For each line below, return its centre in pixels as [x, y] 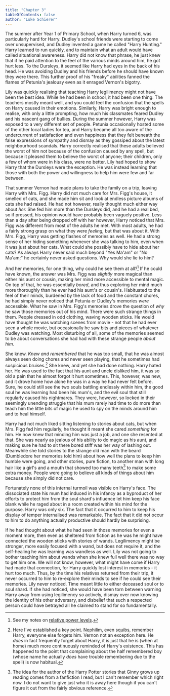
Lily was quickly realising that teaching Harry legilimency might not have [80, 92]
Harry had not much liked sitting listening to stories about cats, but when [81, 423]
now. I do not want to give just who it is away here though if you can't [85, 683]
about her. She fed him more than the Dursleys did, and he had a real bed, [82, 209]
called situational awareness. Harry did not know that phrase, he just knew [83, 55]
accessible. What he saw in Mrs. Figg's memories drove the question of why [85, 306]
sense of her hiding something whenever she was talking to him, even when [84, 242]
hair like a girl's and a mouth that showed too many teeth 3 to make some [81, 467]
